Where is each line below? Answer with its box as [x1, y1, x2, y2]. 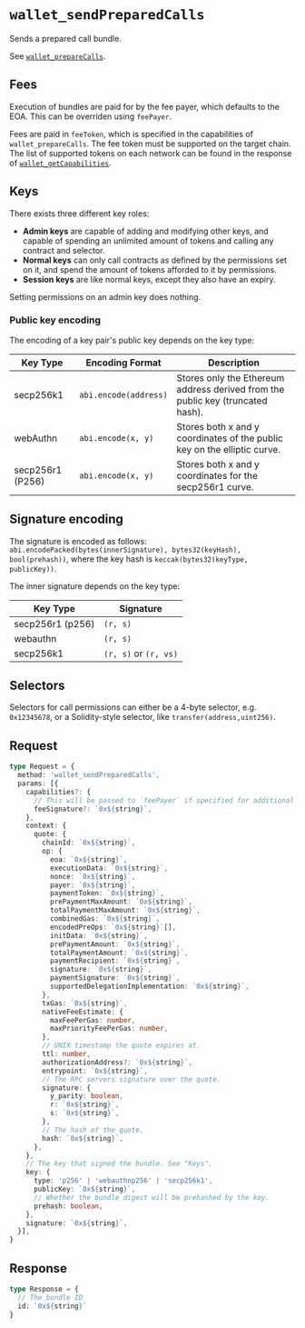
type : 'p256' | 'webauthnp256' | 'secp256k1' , [33, 1176, 213, 1185]
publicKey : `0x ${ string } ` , [33, 1184, 136, 1194]
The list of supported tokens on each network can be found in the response [9, 147, 292, 158]
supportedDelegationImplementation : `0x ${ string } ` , [49, 982, 250, 992]
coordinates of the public [176, 432, 283, 444]
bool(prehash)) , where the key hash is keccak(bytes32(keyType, [9, 553, 249, 564]
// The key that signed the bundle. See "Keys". [25, 1159, 213, 1169]
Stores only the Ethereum [176, 371, 285, 384]
